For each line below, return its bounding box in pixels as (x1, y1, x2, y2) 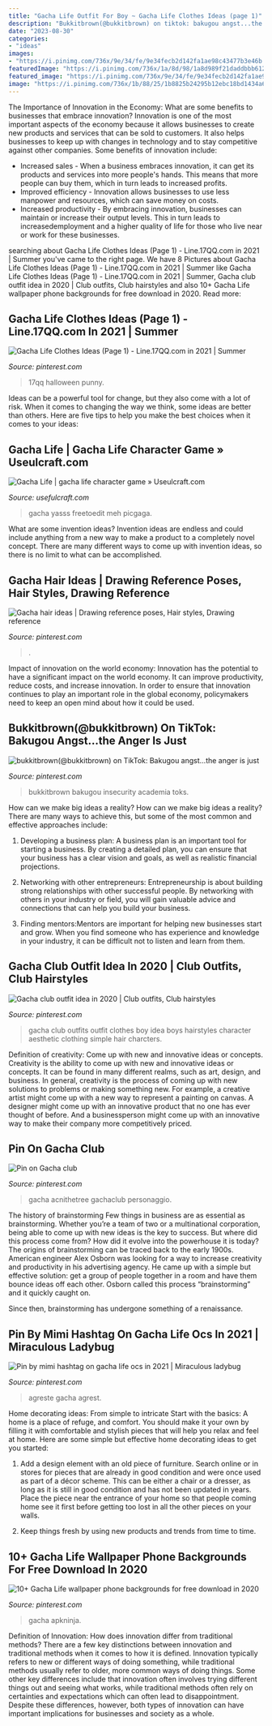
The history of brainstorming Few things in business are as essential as (8, 1210, 245, 1221)
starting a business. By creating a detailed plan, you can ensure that (19, 844, 248, 854)
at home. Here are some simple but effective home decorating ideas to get (8, 1435, 257, 1445)
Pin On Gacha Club (8, 1141, 105, 1156)
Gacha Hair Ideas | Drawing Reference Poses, (8, 573, 242, 587)
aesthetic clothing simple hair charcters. (28, 1033, 163, 1043)
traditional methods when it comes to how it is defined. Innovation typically (8, 1648, 258, 1658)
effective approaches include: (8, 820, 108, 830)
